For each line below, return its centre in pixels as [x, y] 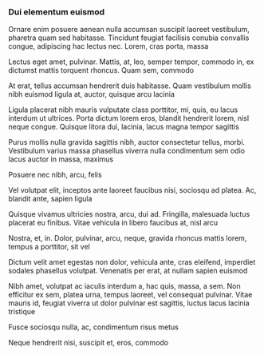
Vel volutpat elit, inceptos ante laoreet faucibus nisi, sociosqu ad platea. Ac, [132, 190]
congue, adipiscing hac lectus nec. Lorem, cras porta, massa [108, 46]
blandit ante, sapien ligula [50, 199]
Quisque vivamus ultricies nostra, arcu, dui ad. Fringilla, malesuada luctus [129, 214]
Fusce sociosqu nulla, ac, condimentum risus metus [94, 327]
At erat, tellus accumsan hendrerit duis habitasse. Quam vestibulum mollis [130, 86]
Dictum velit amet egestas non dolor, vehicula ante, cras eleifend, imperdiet [132, 262]
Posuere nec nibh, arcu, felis [55, 175]
